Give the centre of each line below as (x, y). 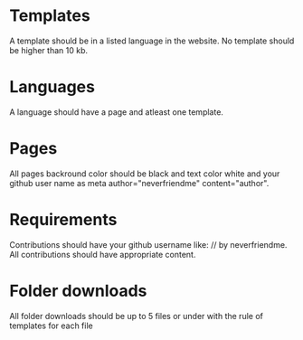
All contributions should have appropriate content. (103, 254)
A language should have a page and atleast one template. (117, 112)
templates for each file (51, 326)
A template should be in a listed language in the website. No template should (152, 41)
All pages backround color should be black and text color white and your (145, 174)
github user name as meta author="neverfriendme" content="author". (139, 183)
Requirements (63, 220)
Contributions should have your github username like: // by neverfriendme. (148, 244)
